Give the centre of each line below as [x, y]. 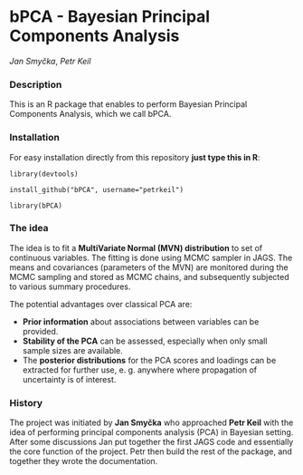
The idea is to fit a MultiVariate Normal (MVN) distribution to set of [136, 247]
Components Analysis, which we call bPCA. [90, 114]
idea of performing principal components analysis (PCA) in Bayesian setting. [151, 432]
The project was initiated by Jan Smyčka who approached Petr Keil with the [151, 422]
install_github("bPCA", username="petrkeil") [96, 189]
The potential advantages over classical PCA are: [101, 304]
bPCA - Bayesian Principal [110, 17]
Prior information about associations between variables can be [141, 321]
